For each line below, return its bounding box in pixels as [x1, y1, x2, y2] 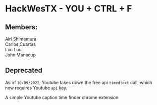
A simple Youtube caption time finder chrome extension [5, 94, 119, 100]
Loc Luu [5, 47, 22, 52]
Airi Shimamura [5, 36, 37, 42]
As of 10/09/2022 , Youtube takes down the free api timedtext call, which [5, 79, 153, 85]
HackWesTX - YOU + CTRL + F [5, 3, 132, 14]
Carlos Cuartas [5, 41, 36, 47]
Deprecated [5, 66, 43, 75]
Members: [5, 23, 38, 31]
